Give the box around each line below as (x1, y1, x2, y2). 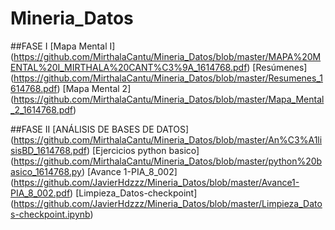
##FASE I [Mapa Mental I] (10, 40, 116, 52)
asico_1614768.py (10, 165, 82, 177)
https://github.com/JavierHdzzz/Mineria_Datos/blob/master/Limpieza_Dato (13, 197, 323, 209)
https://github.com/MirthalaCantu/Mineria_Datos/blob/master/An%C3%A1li (13, 133, 323, 146)
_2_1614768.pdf (10, 103, 74, 116)
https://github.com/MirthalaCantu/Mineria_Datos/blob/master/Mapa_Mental (13, 93, 325, 105)
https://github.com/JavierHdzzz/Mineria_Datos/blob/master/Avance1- (13, 176, 300, 188)
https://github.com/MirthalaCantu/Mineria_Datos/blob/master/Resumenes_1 (13, 72, 323, 84)
